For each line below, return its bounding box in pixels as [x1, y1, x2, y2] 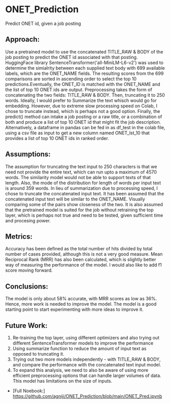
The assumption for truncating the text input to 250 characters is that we [5, 163, 157, 169]
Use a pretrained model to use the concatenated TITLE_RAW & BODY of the [5, 48, 163, 54]
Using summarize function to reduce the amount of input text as [12, 345, 147, 352]
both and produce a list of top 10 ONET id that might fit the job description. [5, 119, 161, 125]
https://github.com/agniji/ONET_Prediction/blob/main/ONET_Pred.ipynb [12, 393, 162, 399]
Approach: [5, 35, 40, 44]
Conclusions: [5, 282, 48, 291]
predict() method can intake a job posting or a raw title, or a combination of [5, 113, 162, 120]
